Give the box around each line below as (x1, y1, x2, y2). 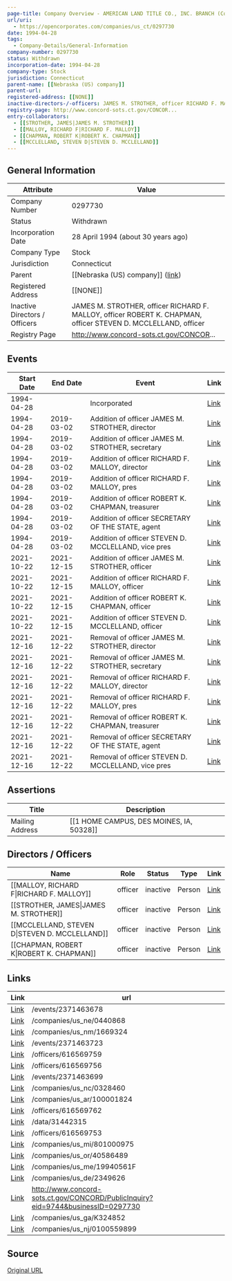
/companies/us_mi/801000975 (31, 1139, 135, 1149)
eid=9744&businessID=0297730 (31, 1201, 140, 1211)
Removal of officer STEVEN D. (90, 752, 188, 762)
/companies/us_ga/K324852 (31, 1213, 126, 1223)
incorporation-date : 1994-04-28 (7, 62, 100, 68)
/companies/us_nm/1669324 (31, 1027, 128, 1037)
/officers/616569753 (31, 1128, 102, 1138)
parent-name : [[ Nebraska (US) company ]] (7, 81, 126, 88)
